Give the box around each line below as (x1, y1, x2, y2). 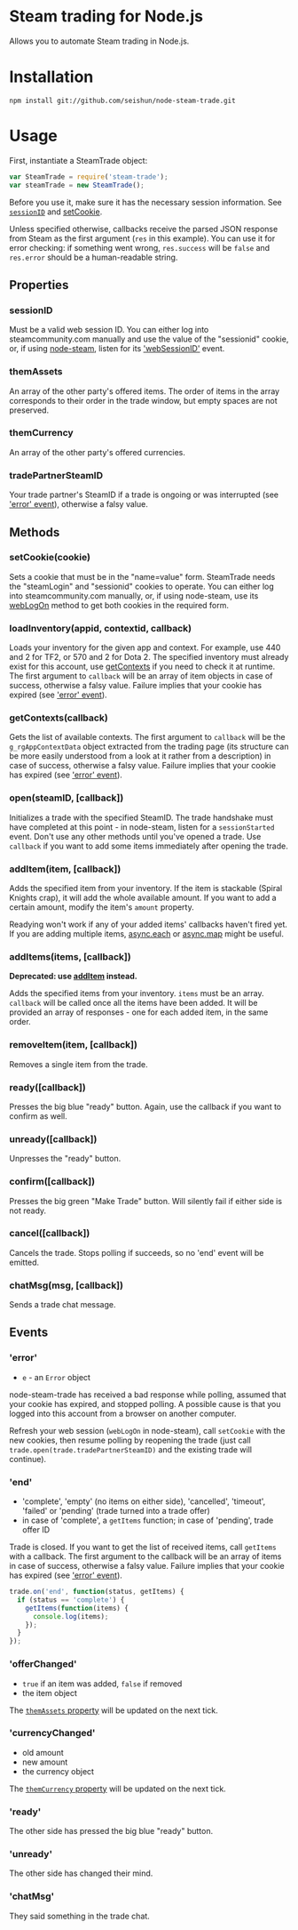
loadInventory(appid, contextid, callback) (9, 622, 192, 634)
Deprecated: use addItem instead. (9, 971, 137, 982)
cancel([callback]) (9, 1227, 90, 1240)
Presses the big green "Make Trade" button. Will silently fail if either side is (9, 1195, 282, 1206)
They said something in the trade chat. (9, 1910, 151, 1921)
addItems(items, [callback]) (9, 950, 131, 962)
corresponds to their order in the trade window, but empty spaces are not (9, 395, 278, 406)
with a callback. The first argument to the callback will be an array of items (9, 1551, 282, 1562)
